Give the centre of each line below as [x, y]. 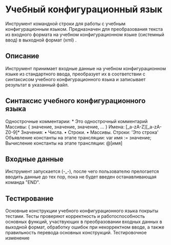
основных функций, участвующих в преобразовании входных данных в [84, 222]
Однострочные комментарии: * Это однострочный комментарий [77, 121]
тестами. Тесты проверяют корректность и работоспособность [75, 216]
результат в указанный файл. [37, 85]
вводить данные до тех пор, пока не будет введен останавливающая [81, 177]
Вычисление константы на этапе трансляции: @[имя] [64, 143]
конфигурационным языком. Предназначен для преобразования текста [84, 29]
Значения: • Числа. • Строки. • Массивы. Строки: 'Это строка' [90, 132]
